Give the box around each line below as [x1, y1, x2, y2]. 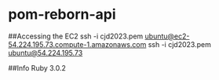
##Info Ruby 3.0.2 [8, 63, 67, 72]
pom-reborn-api [8, 5, 116, 24]
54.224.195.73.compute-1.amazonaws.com [8, 39, 147, 49]
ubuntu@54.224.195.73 [8, 48, 83, 57]
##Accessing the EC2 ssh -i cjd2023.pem [8, 31, 144, 41]
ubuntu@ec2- [144, 31, 190, 41]
